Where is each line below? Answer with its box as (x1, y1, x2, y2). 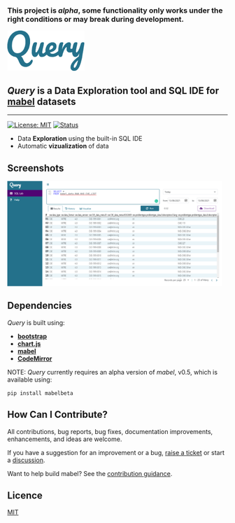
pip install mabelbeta (7, 389, 73, 397)
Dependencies (7, 300, 72, 312)
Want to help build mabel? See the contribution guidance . (7, 469, 173, 477)
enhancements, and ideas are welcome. (7, 435, 122, 443)
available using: (7, 375, 52, 384)
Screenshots (7, 162, 64, 174)
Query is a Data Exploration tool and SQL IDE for (7, 85, 220, 97)
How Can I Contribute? (7, 409, 108, 421)
